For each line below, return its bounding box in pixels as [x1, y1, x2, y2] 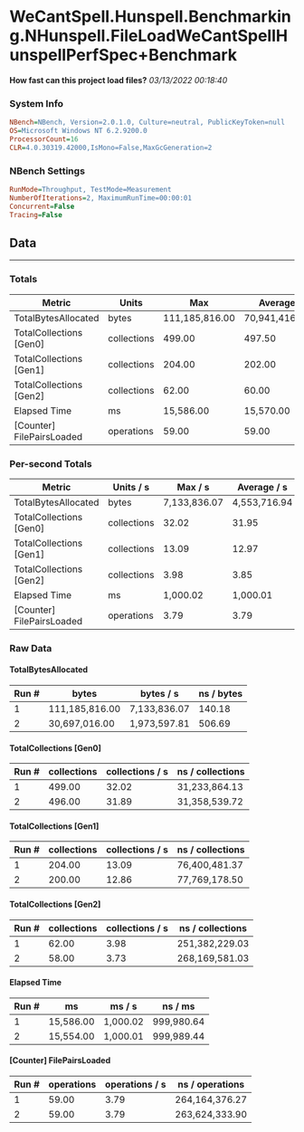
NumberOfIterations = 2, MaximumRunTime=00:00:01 [9, 193, 193, 203]
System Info [9, 97, 64, 109]
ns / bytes [198, 688, 243, 700]
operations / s [105, 1079, 166, 1091]
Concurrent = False [9, 202, 75, 211]
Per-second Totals [9, 457, 92, 470]
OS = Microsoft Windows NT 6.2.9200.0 [9, 127, 147, 136]
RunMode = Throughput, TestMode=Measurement [9, 185, 172, 195]
